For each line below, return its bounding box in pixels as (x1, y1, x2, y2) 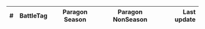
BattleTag (19, 11, 48, 20)
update (174, 15, 196, 24)
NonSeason (112, 15, 148, 24)
